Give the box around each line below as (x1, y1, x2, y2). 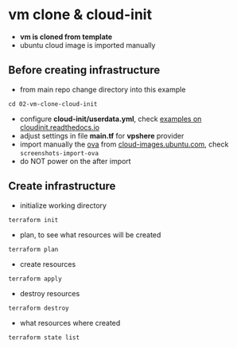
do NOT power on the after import (19, 156, 131, 166)
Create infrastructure (8, 179, 116, 193)
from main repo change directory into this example (19, 84, 186, 94)
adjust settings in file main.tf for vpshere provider (19, 131, 185, 140)
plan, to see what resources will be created (19, 229, 161, 240)
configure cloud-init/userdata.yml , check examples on (19, 114, 202, 123)
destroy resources (19, 288, 80, 298)
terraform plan (8, 245, 59, 253)
